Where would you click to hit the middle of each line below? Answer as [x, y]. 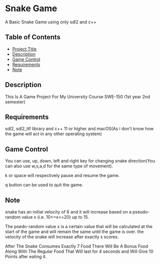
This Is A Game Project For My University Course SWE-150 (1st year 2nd [78, 97]
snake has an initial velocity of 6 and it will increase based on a [68, 212]
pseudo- [141, 212]
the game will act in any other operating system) [54, 134]
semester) [15, 102]
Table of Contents [33, 37]
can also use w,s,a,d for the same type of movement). [59, 166]
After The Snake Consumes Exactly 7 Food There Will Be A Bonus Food [77, 246]
